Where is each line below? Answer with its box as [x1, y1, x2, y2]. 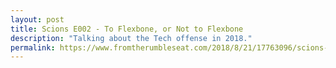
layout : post [10, 14, 65, 25]
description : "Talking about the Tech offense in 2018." [10, 33, 253, 43]
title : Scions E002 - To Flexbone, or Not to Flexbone [10, 24, 244, 34]
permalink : [10, 42, 56, 53]
